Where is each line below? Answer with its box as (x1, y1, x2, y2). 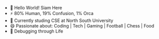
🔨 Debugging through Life (9, 28, 63, 34)
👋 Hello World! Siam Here (9, 5, 62, 10)
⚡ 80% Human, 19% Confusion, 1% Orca (9, 10, 94, 16)
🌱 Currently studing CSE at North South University (9, 17, 113, 23)
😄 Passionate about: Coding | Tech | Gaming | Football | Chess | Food (9, 23, 154, 28)
